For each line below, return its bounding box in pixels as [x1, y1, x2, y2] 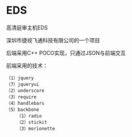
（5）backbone [6, 107, 40, 113]
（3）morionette [17, 126, 55, 132]
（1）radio [17, 113, 42, 119]
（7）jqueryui [6, 81, 40, 87]
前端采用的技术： [6, 62, 48, 69]
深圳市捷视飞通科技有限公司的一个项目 [6, 36, 100, 43]
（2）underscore [6, 88, 45, 94]
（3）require [6, 94, 37, 100]
